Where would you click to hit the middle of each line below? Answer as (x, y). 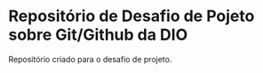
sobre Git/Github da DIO (98, 35)
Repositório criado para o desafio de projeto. (90, 59)
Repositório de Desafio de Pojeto (131, 16)
